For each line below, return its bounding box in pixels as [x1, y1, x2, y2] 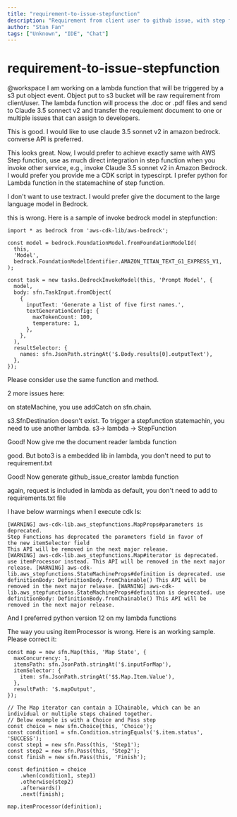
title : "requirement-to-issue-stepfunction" [7, 10, 140, 18]
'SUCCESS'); [7, 735, 42, 742]
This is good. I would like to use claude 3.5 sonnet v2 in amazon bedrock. [7, 128, 221, 136]
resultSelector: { [13, 345, 68, 352]
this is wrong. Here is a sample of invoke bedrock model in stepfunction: [7, 213, 217, 222]
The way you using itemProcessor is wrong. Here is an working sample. [7, 628, 216, 636]
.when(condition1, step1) [20, 773, 97, 780]
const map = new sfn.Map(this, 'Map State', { [7, 649, 147, 656]
